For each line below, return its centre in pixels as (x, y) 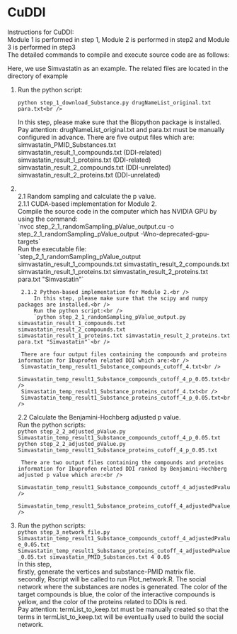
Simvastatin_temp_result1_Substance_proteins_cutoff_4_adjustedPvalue (124, 551)
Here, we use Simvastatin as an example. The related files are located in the (118, 68)
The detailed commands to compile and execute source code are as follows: (118, 55)
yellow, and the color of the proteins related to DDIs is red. (102, 601)
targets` (29, 241)
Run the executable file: (52, 248)
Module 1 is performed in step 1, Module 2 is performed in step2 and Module (118, 39)
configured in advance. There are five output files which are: (106, 137)
